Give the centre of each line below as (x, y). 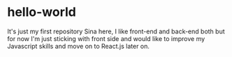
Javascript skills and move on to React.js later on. (79, 46)
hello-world (42, 12)
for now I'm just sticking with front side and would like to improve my (106, 38)
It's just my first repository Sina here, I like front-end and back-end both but (116, 31)
